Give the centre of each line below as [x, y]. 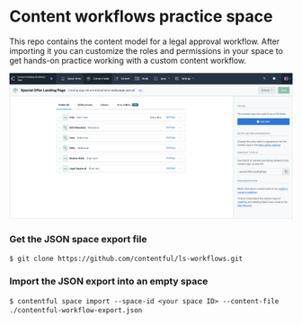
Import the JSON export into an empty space [109, 282]
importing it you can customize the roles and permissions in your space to [146, 50]
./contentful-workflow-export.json [76, 310]
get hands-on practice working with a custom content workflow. [128, 60]
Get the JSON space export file [78, 239]
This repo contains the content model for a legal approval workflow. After [145, 41]
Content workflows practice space [141, 17]
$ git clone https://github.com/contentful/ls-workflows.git [126, 259]
